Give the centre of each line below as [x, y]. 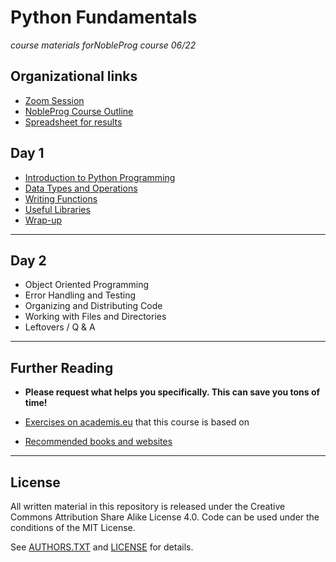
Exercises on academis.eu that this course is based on [137, 422]
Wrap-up [43, 220]
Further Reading [62, 367]
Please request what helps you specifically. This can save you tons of [172, 392]
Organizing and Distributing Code [93, 306]
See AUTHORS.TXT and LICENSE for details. [102, 547]
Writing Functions [61, 198]
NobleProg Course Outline [79, 111]
